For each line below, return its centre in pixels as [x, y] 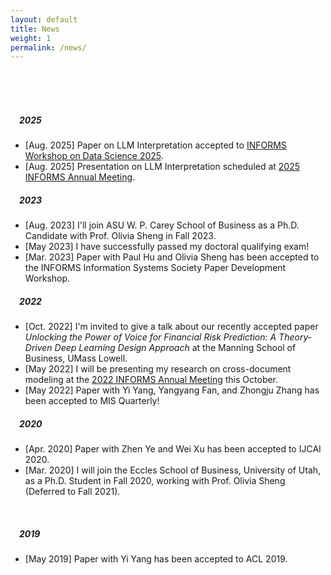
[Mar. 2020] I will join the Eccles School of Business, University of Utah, [173, 470]
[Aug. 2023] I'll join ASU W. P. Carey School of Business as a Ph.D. [162, 225]
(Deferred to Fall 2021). [72, 492]
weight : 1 [31, 38]
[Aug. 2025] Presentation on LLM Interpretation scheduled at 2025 [162, 167]
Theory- [295, 337]
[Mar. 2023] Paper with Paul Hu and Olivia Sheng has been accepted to [172, 257]
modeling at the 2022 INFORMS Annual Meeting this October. [151, 380]
